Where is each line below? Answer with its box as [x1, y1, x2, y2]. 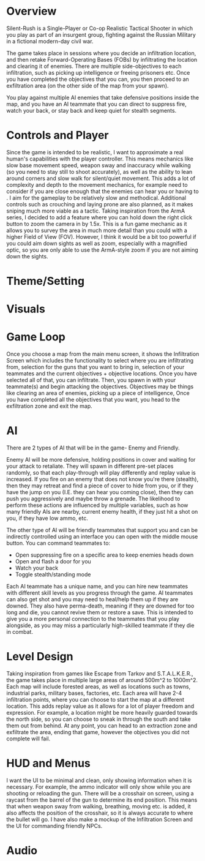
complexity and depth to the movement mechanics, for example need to [6, 181, 188, 188]
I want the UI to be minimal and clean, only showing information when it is [6, 776, 192, 784]
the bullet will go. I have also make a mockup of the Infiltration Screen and [6, 816, 193, 823]
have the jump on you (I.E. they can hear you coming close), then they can [6, 489, 194, 496]
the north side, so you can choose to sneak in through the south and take [6, 715, 191, 723]
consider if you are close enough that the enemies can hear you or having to [6, 187, 199, 195]
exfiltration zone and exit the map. [6, 402, 93, 410]
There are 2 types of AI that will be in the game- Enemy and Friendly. [6, 444, 180, 451]
